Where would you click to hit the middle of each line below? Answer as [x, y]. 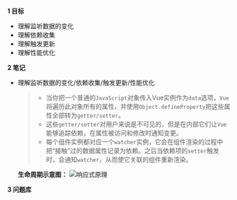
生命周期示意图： [42, 175]
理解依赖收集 [36, 35]
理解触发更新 [36, 44]
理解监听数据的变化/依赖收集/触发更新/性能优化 [86, 83]
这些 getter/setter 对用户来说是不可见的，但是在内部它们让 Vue [136, 124]
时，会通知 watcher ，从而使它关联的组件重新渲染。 [119, 159]
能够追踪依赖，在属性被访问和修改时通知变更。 [114, 133]
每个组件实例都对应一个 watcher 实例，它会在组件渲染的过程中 [134, 142]
